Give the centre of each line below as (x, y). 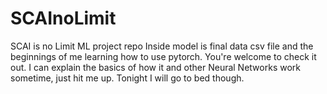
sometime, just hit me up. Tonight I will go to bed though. (127, 78)
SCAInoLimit (63, 18)
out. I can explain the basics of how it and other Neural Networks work (155, 67)
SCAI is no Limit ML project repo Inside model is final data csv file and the (162, 46)
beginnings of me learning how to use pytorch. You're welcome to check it (163, 56)
